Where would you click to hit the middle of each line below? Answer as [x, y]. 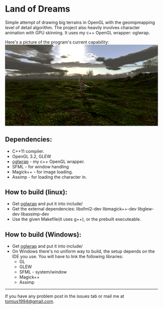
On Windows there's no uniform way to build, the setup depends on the [83, 251]
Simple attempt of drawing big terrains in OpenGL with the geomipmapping [80, 22]
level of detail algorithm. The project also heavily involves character [73, 27]
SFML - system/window [43, 272]
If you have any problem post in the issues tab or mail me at [65, 296]
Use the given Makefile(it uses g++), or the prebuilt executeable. [77, 219]
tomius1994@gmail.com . [30, 301]
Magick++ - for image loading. [42, 172]
